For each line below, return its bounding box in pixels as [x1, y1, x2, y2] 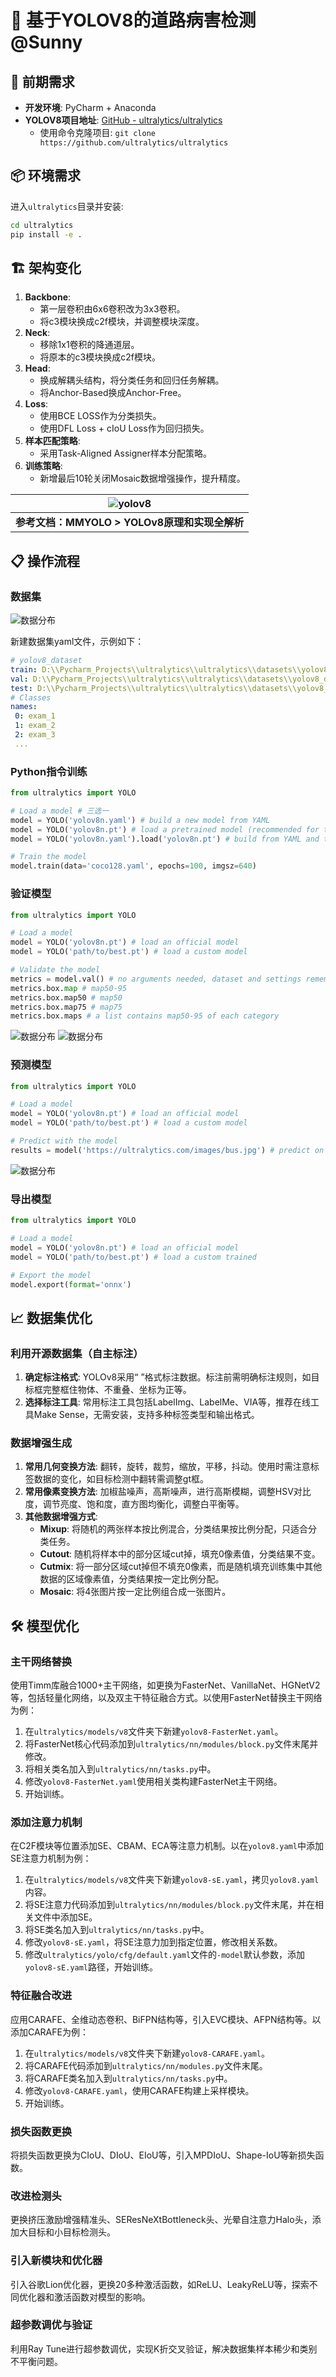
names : [10, 702, 38, 712]
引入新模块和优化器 [10, 2254, 103, 2268]
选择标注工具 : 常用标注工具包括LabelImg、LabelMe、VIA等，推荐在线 [24, 1396, 312, 1408]
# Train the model [10, 852, 87, 862]
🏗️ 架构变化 [10, 259, 82, 276]
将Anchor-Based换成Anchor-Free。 [39, 387, 187, 399]
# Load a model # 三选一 [10, 806, 110, 816]
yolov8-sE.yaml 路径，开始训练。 [24, 1961, 159, 1973]
